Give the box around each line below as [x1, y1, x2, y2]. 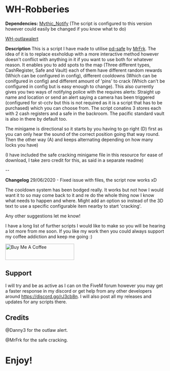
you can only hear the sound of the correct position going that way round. [5, 131, 160, 137]
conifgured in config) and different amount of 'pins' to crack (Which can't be [5, 78, 165, 84]
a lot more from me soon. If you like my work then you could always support [5, 228, 164, 234]
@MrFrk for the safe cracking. [5, 337, 69, 343]
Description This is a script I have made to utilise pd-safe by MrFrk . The [5, 45, 156, 51]
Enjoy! [5, 355, 33, 366]
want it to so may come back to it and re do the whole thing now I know [5, 192, 155, 198]
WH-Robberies [5, 4, 70, 15]
